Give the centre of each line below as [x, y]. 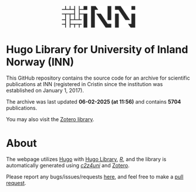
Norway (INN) [40, 62]
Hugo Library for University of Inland [97, 49]
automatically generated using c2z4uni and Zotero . [68, 166]
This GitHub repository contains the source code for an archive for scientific [98, 78]
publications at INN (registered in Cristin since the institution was [85, 84]
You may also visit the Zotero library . [50, 119]
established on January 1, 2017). [45, 91]
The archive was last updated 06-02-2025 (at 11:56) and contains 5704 [94, 102]
